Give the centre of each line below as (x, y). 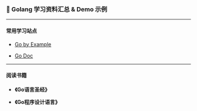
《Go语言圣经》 (32, 89)
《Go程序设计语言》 (37, 102)
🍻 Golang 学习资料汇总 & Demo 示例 (57, 9)
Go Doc (24, 55)
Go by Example (33, 44)
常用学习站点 (21, 31)
